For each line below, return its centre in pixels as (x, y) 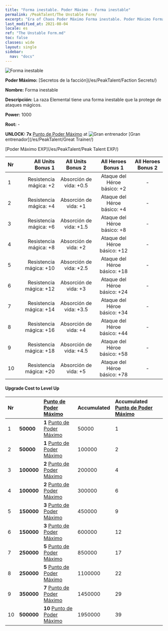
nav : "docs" (22, 56)
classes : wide (20, 43)
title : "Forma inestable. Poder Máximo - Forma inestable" (68, 10)
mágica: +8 (41, 247)
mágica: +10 (40, 268)
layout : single (21, 47)
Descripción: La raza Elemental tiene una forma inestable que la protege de (83, 100)
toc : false (16, 38)
